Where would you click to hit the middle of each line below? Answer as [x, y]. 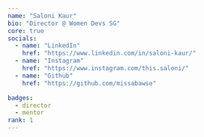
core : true [26, 31]
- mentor [30, 113]
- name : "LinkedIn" [48, 46]
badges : [21, 98]
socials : [22, 38]
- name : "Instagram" [49, 61]
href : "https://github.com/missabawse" [89, 83]
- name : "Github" [44, 76]
